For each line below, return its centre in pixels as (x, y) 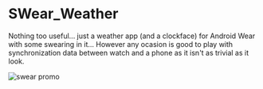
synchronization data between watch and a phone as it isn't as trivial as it (129, 52)
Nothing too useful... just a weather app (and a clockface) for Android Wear (132, 36)
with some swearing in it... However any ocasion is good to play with (121, 44)
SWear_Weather (63, 14)
